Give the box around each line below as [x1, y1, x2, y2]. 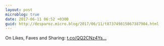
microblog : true [5, 12, 39, 17]
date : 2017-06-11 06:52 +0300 [5, 16, 69, 21]
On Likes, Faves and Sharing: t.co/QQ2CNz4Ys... [5, 35, 107, 41]
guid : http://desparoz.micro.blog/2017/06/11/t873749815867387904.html [5, 21, 159, 26]
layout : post [5, 7, 33, 12]
